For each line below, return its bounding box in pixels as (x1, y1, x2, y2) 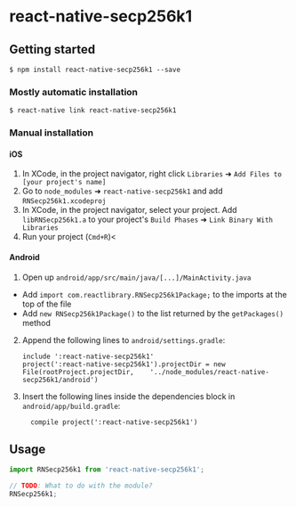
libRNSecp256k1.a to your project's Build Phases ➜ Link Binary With (21, 214, 274, 225)
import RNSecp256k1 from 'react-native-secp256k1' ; (9, 465, 204, 474)
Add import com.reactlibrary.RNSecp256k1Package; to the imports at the (21, 289, 287, 299)
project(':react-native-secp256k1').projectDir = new (21, 359, 226, 369)
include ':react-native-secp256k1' (21, 352, 155, 361)
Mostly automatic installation (9, 86, 139, 98)
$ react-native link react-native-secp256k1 (9, 106, 177, 115)
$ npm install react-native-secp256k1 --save (9, 65, 180, 74)
